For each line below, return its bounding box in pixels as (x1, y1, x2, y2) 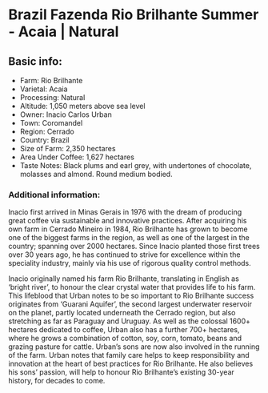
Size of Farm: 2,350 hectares (19, 144, 116, 153)
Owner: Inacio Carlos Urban (19, 110, 112, 119)
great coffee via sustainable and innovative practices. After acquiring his (8, 216, 247, 226)
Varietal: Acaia (19, 84, 68, 94)
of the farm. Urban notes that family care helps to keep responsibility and (8, 351, 250, 360)
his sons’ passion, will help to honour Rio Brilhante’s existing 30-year (8, 367, 234, 377)
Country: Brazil (19, 135, 70, 145)
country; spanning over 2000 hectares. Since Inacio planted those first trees (8, 242, 260, 251)
